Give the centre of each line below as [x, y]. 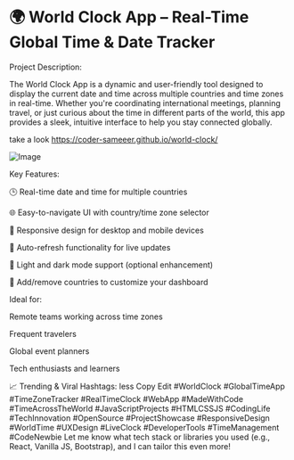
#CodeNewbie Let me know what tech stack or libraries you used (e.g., [139, 437]
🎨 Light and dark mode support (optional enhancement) [111, 265]
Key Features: [34, 174]
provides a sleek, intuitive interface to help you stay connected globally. [141, 122]
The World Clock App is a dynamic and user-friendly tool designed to [136, 84]
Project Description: [46, 67]
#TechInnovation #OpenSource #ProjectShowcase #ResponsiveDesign [139, 418]
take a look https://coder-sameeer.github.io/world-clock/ [114, 139]
